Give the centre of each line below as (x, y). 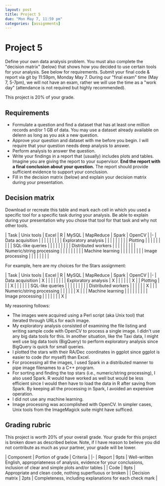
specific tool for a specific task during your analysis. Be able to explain (77, 215)
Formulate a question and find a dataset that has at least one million (81, 125)
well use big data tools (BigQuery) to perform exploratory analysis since (85, 341)
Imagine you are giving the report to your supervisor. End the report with (86, 161)
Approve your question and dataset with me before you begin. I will (80, 140)
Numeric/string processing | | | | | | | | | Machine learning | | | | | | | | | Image (81, 251)
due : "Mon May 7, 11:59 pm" (34, 19)
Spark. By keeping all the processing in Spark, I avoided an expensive (83, 388)
